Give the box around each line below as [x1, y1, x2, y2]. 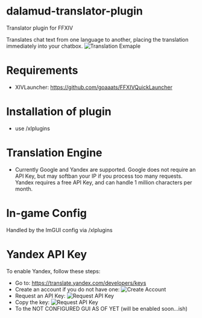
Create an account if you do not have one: [14, 285, 120, 293]
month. [14, 185, 33, 192]
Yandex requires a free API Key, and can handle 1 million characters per [14, 178, 192, 186]
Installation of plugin [6, 105, 112, 118]
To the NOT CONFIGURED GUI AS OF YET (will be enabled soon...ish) [14, 305, 188, 312]
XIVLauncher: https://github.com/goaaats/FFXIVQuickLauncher [14, 83, 173, 91]
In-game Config [6, 206, 87, 220]
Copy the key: [14, 298, 50, 306]
